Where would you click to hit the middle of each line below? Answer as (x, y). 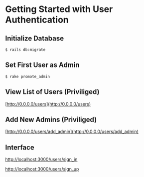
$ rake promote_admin (28, 76)
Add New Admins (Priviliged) (51, 120)
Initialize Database (34, 38)
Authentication (37, 20)
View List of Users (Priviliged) (52, 92)
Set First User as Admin (42, 65)
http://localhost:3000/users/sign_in (41, 159)
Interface (20, 147)
